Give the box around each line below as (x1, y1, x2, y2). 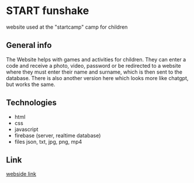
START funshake (6, 4, 89, 18)
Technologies (6, 98, 57, 108)
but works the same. (6, 81, 56, 88)
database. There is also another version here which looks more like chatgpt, (6, 74, 189, 81)
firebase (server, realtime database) (14, 132, 101, 139)
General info (6, 40, 52, 50)
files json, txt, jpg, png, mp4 (14, 138, 82, 145)
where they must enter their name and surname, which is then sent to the (6, 68, 183, 75)
